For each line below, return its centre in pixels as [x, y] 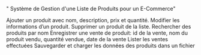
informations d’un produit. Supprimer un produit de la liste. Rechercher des [99, 27]
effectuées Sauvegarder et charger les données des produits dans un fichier [100, 45]
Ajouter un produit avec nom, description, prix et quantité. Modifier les [93, 20]
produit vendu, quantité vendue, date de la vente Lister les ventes [87, 39]
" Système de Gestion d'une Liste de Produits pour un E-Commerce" [91, 9]
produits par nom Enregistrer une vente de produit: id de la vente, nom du [97, 33]
